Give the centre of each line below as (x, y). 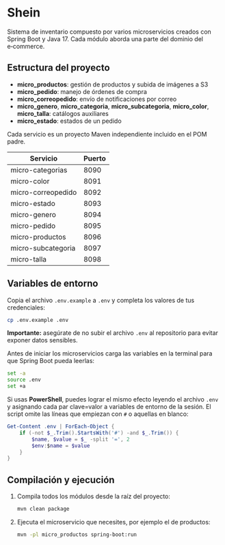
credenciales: (26, 308)
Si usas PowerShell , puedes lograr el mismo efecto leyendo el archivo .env (113, 399)
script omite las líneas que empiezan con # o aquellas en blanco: (98, 414)
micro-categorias (39, 170)
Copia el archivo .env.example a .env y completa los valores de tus (101, 300)
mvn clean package (43, 509)
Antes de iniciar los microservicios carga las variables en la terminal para (110, 353)
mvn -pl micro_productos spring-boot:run (77, 535)
